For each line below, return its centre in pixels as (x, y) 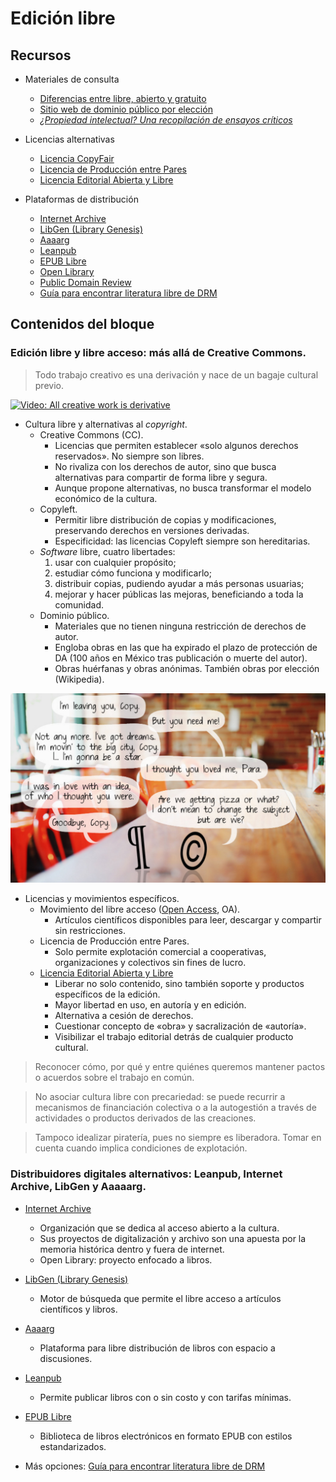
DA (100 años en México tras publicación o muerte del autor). (181, 658)
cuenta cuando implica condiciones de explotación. (141, 1148)
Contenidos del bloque (82, 324)
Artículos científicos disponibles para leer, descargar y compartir (188, 920)
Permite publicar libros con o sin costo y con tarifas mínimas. (165, 1397)
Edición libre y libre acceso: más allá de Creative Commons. (158, 353)
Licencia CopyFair (77, 158)
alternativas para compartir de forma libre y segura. (161, 477)
